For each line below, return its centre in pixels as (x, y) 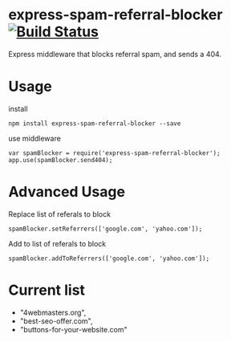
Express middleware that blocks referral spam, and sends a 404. (115, 54)
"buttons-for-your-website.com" (73, 329)
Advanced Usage (67, 192)
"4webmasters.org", (53, 312)
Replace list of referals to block (59, 214)
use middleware (35, 138)
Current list (47, 290)
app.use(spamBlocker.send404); (61, 160)
